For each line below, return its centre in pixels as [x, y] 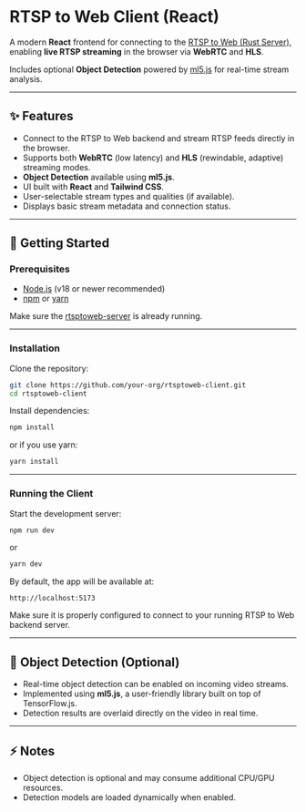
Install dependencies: [50, 411]
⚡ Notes [32, 751]
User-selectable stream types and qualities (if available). [128, 196]
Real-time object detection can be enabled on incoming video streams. [155, 684]
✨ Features [41, 116]
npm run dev [32, 530]
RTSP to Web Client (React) [115, 17]
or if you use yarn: [44, 445]
